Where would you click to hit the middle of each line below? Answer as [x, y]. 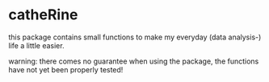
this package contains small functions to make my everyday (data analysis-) [135, 37]
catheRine [43, 15]
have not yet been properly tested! [66, 69]
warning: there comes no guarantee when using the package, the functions [134, 61]
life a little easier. [36, 45]
